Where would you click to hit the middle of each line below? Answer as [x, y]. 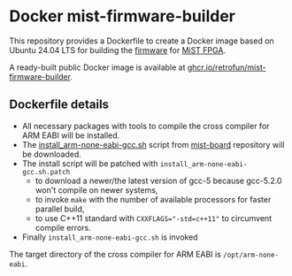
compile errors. [63, 227]
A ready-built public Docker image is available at [97, 67]
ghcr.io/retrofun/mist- [227, 67]
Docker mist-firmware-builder [123, 16]
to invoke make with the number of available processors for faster [153, 199]
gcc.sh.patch [46, 172]
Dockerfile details [59, 105]
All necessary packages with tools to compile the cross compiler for [146, 126]
